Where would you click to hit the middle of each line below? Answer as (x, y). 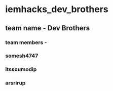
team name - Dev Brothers (48, 28)
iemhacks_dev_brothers (57, 9)
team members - (26, 42)
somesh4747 (22, 56)
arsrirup (15, 83)
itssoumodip (21, 69)
